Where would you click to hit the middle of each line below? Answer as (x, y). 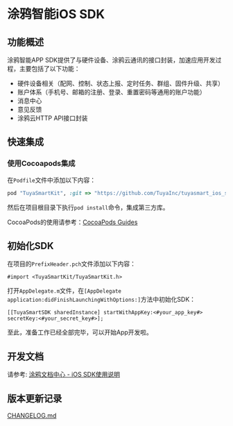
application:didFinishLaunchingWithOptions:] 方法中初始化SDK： (102, 300)
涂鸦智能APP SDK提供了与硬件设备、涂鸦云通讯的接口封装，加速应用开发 (111, 60)
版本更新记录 (35, 399)
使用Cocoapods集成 (41, 164)
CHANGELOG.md (32, 416)
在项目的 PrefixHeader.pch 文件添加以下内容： (72, 264)
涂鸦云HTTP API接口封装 (52, 118)
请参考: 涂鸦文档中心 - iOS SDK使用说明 (63, 375)
